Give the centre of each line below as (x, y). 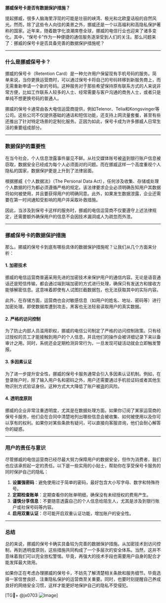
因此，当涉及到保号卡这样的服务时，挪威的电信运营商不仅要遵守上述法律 (79, 210)
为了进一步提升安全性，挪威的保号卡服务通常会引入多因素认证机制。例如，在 (83, 374)
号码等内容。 (42, 507)
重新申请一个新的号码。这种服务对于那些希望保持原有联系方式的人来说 (85, 86)
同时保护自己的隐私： (27, 472)
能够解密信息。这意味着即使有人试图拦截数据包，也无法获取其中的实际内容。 (83, 290)
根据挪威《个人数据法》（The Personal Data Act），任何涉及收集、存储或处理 (82, 181)
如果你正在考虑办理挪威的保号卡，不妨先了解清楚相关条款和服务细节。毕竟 (81, 573)
